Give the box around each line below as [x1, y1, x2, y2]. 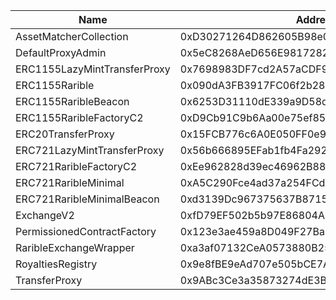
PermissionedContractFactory [15, 225, 157, 238]
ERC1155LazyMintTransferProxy [15, 62, 171, 76]
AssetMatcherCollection [15, 30, 129, 43]
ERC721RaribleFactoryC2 [15, 160, 138, 173]
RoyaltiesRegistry [15, 257, 98, 271]
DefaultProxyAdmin [15, 46, 107, 59]
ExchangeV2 [15, 209, 75, 222]
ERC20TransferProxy [15, 127, 115, 141]
